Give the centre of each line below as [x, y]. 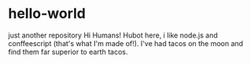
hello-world [47, 14]
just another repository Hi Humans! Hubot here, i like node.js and [113, 35]
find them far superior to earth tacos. [68, 52]
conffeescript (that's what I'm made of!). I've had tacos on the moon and [126, 43]
